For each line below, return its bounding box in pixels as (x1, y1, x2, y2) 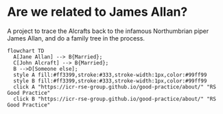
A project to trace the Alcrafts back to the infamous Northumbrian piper (7, 27, 209, 35)
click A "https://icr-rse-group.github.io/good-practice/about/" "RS (13, 83, 216, 90)
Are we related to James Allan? (7, 4, 188, 20)
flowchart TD (7, 47, 45, 54)
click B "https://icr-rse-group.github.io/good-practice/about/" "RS (13, 95, 216, 102)
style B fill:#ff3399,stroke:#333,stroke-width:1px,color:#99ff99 (13, 77, 207, 84)
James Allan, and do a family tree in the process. (7, 34, 145, 42)
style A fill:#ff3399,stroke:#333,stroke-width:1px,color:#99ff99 (13, 71, 207, 78)
